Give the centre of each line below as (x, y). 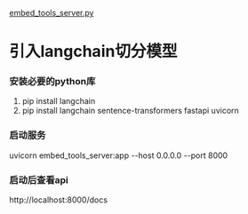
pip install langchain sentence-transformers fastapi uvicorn (131, 111)
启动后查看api (39, 179)
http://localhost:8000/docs (59, 200)
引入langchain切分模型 (93, 52)
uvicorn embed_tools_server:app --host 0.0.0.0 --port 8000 (119, 155)
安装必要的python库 (52, 82)
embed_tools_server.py (52, 13)
